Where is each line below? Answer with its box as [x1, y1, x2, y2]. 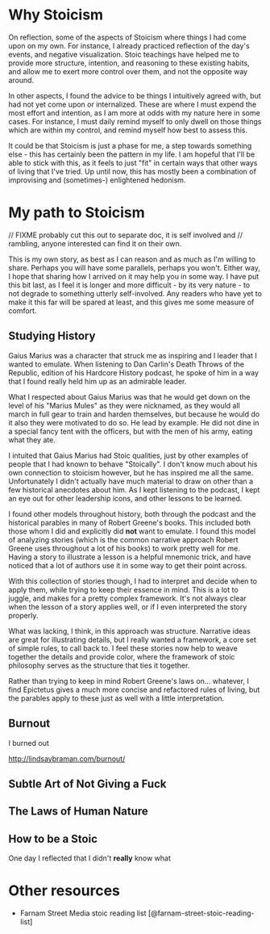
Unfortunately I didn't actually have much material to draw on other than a [8, 476, 254, 486]
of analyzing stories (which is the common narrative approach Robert [8, 534, 239, 544]
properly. [8, 610, 39, 620]
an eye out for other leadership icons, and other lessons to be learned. [8, 493, 243, 503]
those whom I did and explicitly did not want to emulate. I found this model [8, 526, 256, 536]
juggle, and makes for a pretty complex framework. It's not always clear [8, 593, 247, 603]
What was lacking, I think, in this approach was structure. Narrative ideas [8, 626, 251, 635]
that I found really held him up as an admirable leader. [8, 376, 187, 386]
